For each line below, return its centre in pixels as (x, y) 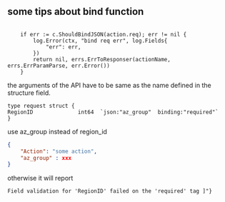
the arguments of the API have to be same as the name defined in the (110, 85)
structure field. (29, 93)
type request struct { (41, 106)
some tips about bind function (76, 12)
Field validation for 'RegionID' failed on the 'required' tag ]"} (110, 191)
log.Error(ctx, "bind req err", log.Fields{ (100, 41)
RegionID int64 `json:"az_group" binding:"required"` (113, 112)
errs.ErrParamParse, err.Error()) (59, 66)
